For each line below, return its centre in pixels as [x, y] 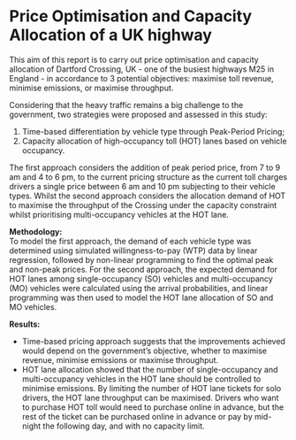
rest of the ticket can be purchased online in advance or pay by [137, 416]
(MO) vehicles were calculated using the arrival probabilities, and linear [139, 288]
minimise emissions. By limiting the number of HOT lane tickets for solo [152, 388]
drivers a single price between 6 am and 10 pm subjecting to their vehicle [142, 186]
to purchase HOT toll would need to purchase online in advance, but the [153, 407]
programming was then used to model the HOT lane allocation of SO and [141, 297]
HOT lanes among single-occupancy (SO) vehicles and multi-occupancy [141, 278]
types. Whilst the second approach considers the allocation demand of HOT [148, 196]
